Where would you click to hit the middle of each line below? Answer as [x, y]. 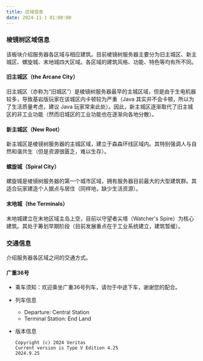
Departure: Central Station [56, 312]
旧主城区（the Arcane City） [42, 77]
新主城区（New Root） [35, 129]
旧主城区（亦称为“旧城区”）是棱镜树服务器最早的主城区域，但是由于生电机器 [101, 91]
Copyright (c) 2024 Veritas [50, 343]
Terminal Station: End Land [58, 319]
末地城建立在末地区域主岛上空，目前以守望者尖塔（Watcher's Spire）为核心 [100, 218]
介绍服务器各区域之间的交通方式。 [49, 257]
